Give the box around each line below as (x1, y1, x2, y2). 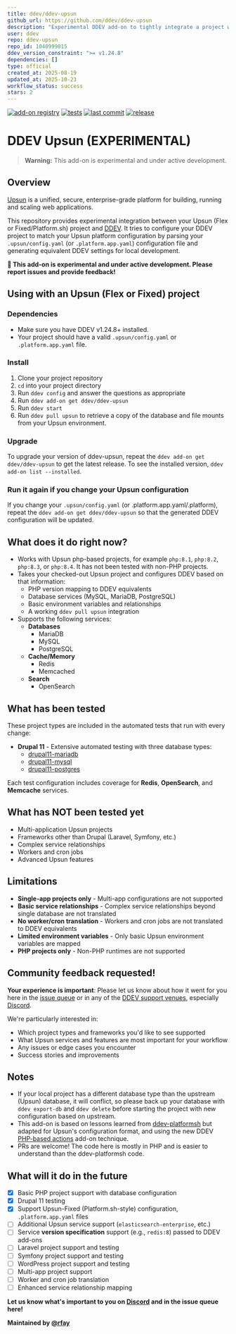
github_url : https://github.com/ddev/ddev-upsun (7, 17, 152, 24)
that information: (17, 577, 66, 586)
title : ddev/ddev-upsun (7, 10, 77, 18)
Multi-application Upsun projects (17, 825, 113, 834)
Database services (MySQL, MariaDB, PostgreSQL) (27, 593, 176, 601)
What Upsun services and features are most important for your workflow (17, 1035, 228, 1044)
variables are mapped (17, 939, 81, 948)
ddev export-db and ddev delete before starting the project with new (17, 1104, 216, 1113)
